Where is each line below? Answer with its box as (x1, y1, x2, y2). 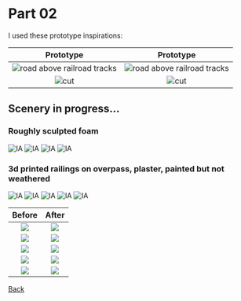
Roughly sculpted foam (8, 126, 99, 137)
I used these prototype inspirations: (8, 31, 123, 40)
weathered (8, 173, 51, 184)
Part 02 (8, 5, 57, 23)
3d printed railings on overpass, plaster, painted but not (8, 163, 225, 174)
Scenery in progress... (8, 102, 120, 116)
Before (12, 209, 38, 220)
